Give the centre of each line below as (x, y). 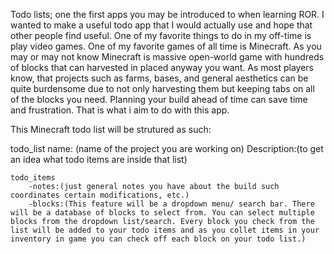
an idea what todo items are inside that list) (99, 159)
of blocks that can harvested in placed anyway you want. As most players (162, 67)
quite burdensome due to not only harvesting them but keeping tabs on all (162, 88)
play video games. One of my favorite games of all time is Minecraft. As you (166, 46)
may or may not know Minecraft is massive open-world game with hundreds (167, 57)
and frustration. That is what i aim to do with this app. (120, 110)
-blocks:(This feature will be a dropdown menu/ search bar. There (171, 204)
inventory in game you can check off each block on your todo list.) (158, 239)
